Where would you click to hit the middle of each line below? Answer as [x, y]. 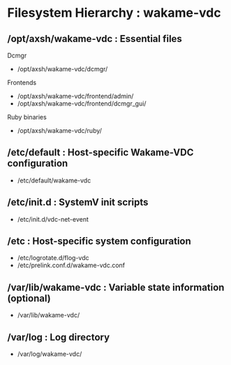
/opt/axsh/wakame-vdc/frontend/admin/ [75, 96]
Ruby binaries [27, 117]
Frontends [22, 83]
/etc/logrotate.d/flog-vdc [53, 258]
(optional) [29, 298]
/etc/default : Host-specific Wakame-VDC [100, 153]
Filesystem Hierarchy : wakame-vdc [114, 13]
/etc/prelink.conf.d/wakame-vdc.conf [71, 265]
